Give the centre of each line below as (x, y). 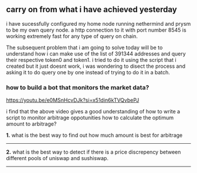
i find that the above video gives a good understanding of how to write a (93, 112)
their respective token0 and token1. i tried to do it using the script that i (91, 60)
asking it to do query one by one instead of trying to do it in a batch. (88, 72)
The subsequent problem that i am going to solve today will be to (84, 47)
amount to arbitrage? (31, 124)
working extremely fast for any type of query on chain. (72, 36)
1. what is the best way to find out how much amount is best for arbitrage (94, 135)
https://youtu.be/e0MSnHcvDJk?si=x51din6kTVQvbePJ (73, 100)
